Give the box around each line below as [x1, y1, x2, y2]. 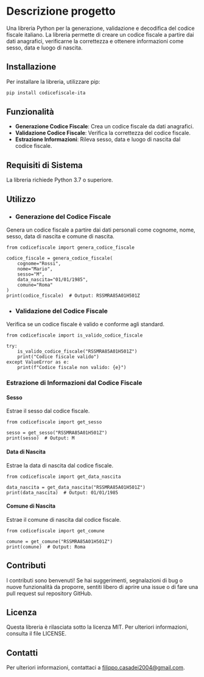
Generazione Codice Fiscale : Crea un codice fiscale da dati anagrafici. [15, 123, 194, 130]
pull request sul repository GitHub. [6, 590, 93, 597]
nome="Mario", [17, 266, 53, 272]
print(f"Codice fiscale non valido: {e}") [17, 365, 127, 371]
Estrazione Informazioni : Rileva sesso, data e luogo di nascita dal [15, 136, 181, 143]
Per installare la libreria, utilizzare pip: [6, 78, 100, 85]
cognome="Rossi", [17, 260, 62, 266]
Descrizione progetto [6, 4, 116, 18]
